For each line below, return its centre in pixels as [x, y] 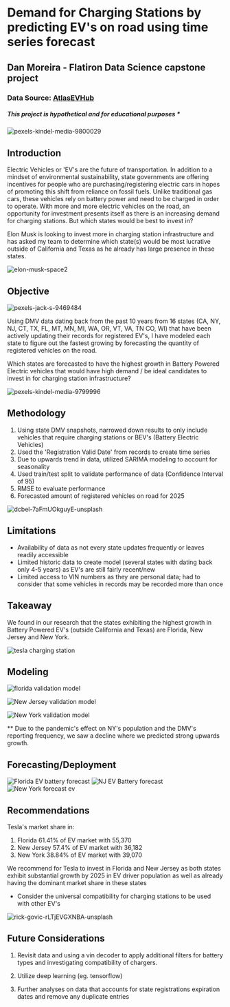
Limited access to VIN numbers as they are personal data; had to [109, 577]
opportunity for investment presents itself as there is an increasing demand [113, 214]
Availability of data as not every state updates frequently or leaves [111, 547]
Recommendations [48, 810]
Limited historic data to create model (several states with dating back [115, 562]
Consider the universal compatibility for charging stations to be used [114, 896]
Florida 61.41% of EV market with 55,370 [74, 840]
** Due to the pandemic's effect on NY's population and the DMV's [102, 729]
